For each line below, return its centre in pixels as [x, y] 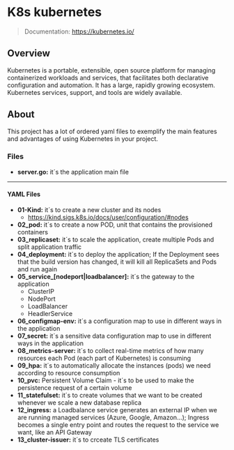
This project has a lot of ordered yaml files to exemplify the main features [112, 131]
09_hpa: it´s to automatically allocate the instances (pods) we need [114, 366]
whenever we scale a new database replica [79, 403]
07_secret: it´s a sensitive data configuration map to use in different [114, 336]
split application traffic [49, 247]
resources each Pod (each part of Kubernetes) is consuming [104, 358]
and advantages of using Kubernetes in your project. [83, 138]
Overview [29, 53]
